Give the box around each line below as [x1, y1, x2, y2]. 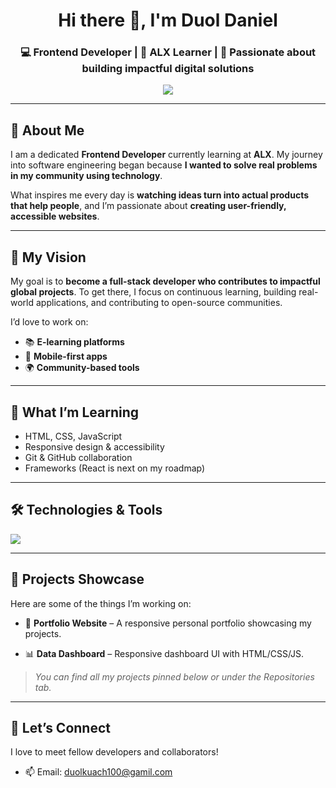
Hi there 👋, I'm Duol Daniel [58, 9, 278, 32]
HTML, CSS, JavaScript [24, 430, 123, 442]
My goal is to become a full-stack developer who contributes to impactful [10, 275, 321, 288]
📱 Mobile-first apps [24, 350, 108, 363]
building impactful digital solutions [81, 62, 255, 76]
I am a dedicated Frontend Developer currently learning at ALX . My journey [10, 149, 323, 161]
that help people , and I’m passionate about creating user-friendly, [10, 200, 287, 212]
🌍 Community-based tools [24, 362, 140, 374]
